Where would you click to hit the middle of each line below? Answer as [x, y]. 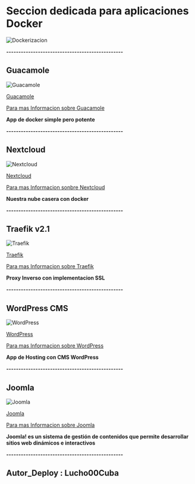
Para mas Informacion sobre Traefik [50, 266]
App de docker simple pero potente [51, 119]
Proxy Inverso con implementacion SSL [56, 278]
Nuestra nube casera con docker [48, 198]
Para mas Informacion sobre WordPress [55, 346]
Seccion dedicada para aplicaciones [97, 11]
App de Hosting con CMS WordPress [53, 357]
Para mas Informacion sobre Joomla [51, 425]
